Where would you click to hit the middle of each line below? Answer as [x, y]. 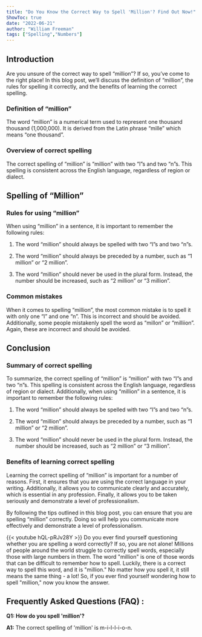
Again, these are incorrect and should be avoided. [69, 329]
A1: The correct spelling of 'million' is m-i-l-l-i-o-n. [69, 628]
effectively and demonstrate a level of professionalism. [75, 525]
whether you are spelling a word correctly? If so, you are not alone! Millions [100, 544]
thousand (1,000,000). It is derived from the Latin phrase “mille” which [94, 129]
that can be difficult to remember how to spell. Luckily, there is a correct [96, 563]
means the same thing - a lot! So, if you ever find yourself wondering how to [101, 576]
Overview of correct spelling [49, 150]
